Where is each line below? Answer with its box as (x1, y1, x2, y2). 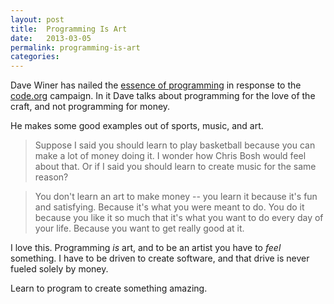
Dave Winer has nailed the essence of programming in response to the (10, 79, 302, 91)
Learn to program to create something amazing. (10, 282, 208, 295)
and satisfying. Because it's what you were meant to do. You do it (34, 201, 305, 213)
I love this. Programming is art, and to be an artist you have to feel (10, 242, 282, 254)
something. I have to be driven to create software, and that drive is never (10, 252, 310, 265)
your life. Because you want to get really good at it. (34, 222, 245, 235)
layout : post (10, 14, 65, 25)
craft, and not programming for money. (10, 101, 171, 113)
